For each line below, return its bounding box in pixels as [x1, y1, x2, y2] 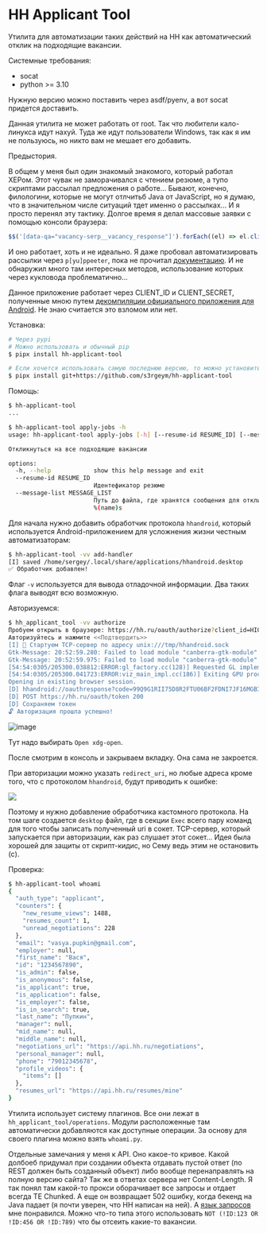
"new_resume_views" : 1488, [22, 909, 112, 917]
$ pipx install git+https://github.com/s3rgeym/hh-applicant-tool [8, 372, 233, 380]
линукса [8, 127, 37, 137]
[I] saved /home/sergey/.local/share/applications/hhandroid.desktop [8, 558, 244, 566]
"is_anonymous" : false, [15, 976, 94, 984]
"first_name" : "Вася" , [15, 954, 91, 962]
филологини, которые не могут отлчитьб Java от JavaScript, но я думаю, [8, 192, 256, 201]
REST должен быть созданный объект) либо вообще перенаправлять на [8, 1166, 254, 1176]
